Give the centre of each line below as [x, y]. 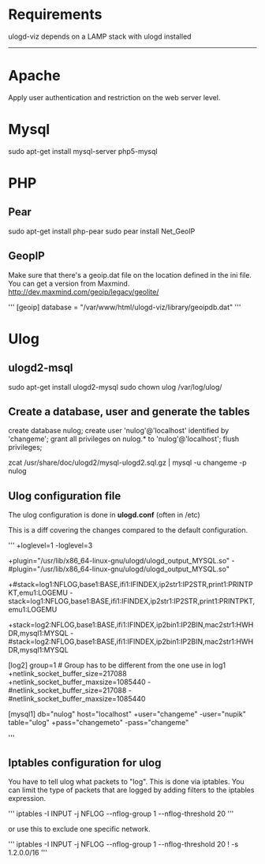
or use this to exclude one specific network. [80, 829]
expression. [27, 799]
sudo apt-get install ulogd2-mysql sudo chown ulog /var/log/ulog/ [115, 387]
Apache [34, 76]
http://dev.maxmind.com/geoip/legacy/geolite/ [84, 292]
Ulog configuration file [65, 496]
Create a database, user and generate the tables [129, 412]
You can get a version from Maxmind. [69, 283]
